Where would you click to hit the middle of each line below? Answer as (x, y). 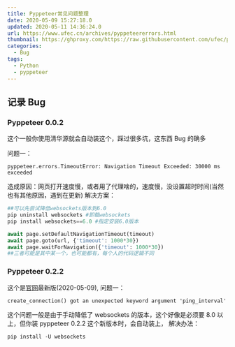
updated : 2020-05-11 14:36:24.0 (54, 27)
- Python (26, 66)
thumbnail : (23, 40)
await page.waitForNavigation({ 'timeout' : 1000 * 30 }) (86, 247)
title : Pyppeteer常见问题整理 (48, 14)
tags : (15, 59)
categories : (24, 46)
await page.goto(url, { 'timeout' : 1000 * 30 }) (73, 241)
